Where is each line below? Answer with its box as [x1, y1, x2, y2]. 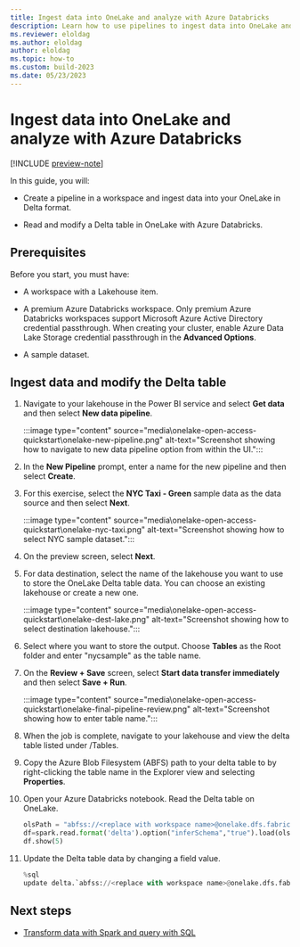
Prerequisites [10, 245, 86, 260]
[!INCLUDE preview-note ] [10, 158, 104, 169]
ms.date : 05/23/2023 [10, 71, 87, 80]
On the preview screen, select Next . [22, 551, 156, 562]
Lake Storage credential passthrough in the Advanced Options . [22, 332, 256, 342]
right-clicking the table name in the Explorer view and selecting [22, 767, 255, 778]
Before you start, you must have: [10, 268, 130, 279]
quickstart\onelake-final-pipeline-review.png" [22, 704, 191, 714]
